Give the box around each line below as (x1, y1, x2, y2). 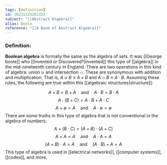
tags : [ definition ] (5, 7, 46, 12)
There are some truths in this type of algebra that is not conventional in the (5, 113, 158, 119)
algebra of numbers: (5, 118, 47, 124)
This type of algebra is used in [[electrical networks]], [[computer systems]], (5, 149, 162, 155)
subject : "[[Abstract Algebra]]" (5, 16, 75, 21)
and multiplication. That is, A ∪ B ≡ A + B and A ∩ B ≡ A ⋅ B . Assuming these (5, 75, 160, 81)
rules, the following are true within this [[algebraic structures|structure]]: (5, 80, 153, 86)
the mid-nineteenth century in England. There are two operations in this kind (5, 64, 162, 70)
